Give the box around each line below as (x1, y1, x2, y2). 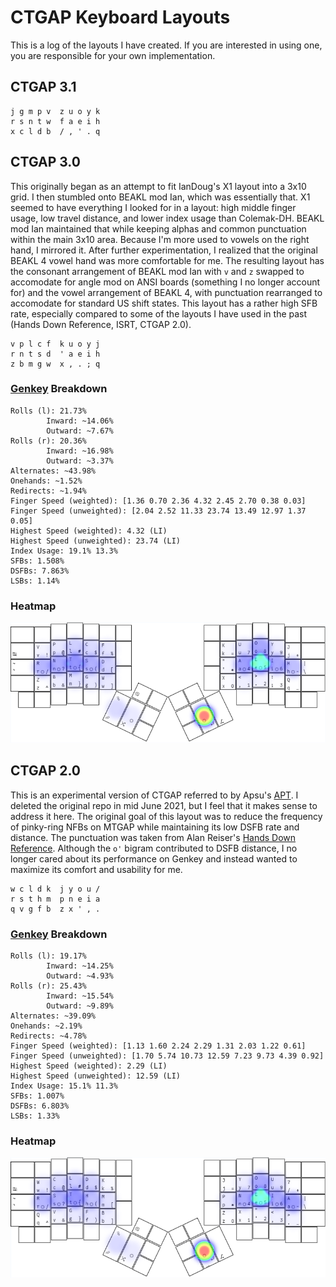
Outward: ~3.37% (46, 456, 114, 466)
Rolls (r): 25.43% (10, 981, 87, 991)
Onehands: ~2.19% (10, 1021, 83, 1031)
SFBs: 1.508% (10, 556, 65, 566)
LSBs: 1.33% (10, 1111, 60, 1121)
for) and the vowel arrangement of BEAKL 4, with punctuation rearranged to (10, 286, 323, 298)
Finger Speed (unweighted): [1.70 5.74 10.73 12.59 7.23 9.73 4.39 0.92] (10, 1051, 325, 1061)
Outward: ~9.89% (46, 1001, 114, 1011)
